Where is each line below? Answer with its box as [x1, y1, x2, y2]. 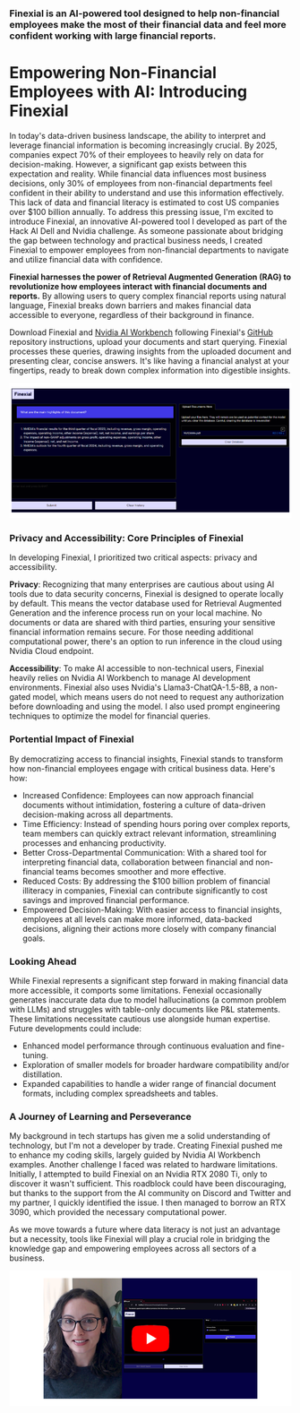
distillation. [21, 1069, 63, 1080]
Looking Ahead [9, 955, 77, 968]
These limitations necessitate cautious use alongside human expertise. [9, 1013, 270, 1024]
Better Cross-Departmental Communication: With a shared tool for [21, 847, 267, 857]
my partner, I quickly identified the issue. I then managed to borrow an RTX [9, 1197, 287, 1208]
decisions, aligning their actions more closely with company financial [21, 923, 277, 934]
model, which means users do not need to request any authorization [32, 692, 285, 702]
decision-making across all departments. [21, 809, 174, 820]
